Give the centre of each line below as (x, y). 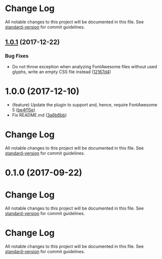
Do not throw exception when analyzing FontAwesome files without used (84, 66)
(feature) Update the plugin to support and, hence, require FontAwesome (85, 105)
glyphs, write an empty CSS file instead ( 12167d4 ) (61, 72)
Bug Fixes (17, 56)
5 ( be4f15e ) (23, 110)
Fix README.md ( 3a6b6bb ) (39, 115)
